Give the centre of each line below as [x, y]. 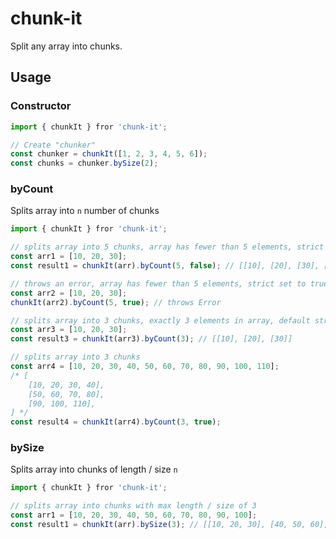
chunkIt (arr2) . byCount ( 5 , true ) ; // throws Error [116, 302]
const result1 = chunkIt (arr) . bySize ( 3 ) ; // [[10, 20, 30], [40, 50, [158, 525]
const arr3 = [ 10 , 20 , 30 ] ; [69, 330]
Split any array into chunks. [66, 46]
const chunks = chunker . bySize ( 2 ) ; [84, 163]
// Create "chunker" [53, 145]
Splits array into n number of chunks [85, 211]
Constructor [41, 106]
